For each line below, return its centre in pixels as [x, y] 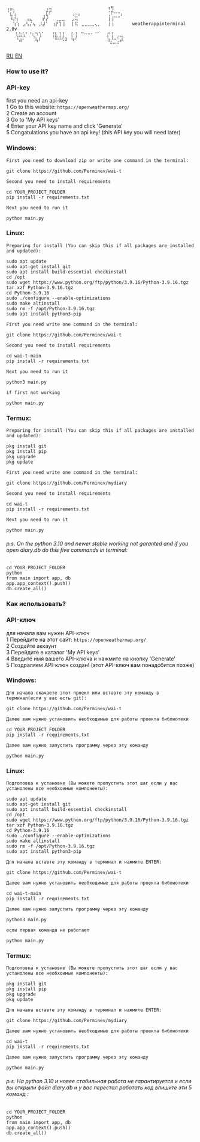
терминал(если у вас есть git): [46, 698]
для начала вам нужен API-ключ [48, 633]
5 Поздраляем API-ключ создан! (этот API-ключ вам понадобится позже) [100, 665]
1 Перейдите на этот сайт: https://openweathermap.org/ [76, 639]
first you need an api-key [37, 101]
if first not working [33, 392]
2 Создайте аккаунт [31, 646]
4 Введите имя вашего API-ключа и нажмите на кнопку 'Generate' [91, 659]
